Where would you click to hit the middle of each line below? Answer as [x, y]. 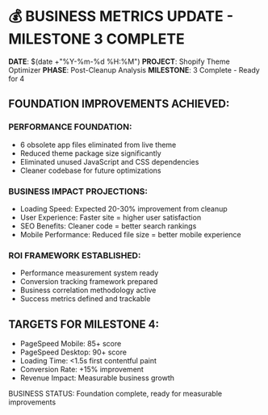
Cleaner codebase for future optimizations [90, 170]
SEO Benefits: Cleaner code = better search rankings [108, 226]
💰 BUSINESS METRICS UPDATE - [121, 17]
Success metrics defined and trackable [85, 299]
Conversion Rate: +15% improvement [82, 370]
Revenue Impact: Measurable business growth [97, 378]
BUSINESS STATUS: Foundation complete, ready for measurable [115, 394]
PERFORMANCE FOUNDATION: [70, 127]
